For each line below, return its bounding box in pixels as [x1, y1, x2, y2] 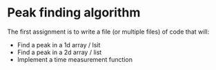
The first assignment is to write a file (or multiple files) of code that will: [7, 27, 210, 36]
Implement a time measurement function [17, 55, 133, 63]
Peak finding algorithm [7, 5, 141, 21]
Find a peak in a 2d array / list [17, 48, 102, 56]
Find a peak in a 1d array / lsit [17, 40, 101, 49]
